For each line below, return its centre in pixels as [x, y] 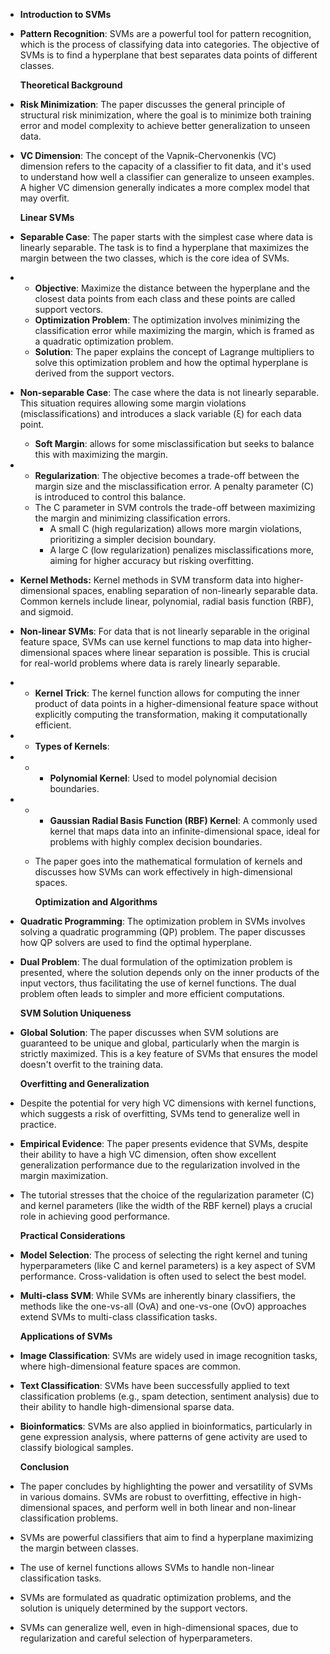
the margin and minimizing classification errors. [132, 518]
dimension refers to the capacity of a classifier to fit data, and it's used [165, 166]
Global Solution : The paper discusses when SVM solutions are [149, 1032]
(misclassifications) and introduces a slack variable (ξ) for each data [160, 413]
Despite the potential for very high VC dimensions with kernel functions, [168, 1103]
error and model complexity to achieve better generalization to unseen [165, 125]
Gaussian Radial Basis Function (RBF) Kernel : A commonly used [183, 820]
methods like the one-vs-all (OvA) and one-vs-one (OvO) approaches [163, 1306]
